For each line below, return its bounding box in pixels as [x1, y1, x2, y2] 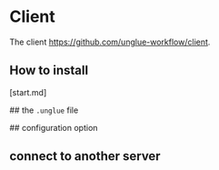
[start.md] [9, 86, 47, 97]
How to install [9, 63, 89, 78]
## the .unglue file [9, 105, 79, 115]
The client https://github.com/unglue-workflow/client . [9, 36, 211, 47]
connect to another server [9, 148, 161, 165]
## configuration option [9, 122, 98, 133]
